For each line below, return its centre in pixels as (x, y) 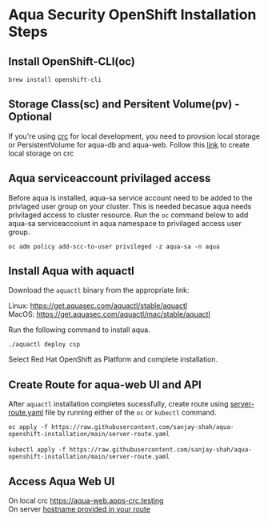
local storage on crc (41, 153)
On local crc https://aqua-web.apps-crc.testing (86, 501)
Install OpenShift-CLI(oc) (72, 61)
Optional (30, 117)
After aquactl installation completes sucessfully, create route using (118, 404)
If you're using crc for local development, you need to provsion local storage (134, 136)
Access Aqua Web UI (62, 482)
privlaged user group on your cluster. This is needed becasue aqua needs (130, 206)
